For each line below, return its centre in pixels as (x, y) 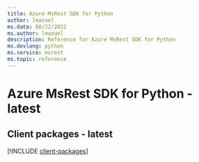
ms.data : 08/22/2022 (37, 27)
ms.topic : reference (37, 59)
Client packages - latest (60, 134)
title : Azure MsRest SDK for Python (60, 14)
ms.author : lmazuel (35, 33)
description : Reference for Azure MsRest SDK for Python (91, 40)
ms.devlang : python (35, 46)
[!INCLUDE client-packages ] (48, 151)
